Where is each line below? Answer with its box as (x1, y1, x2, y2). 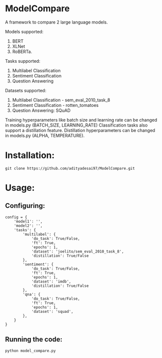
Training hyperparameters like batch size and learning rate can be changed (5, 117, 158, 123)
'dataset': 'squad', (31, 309, 74, 314)
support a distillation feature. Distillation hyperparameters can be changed (5, 127, 156, 133)
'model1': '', (14, 219, 43, 224)
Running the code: (5, 335, 63, 344)
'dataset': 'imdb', (31, 279, 71, 284)
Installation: (5, 150, 55, 161)
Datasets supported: (5, 87, 47, 93)
